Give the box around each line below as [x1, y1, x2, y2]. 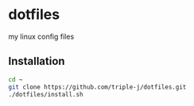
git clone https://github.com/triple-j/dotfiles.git [8, 83, 187, 91]
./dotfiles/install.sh [8, 90, 83, 98]
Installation [8, 55, 65, 68]
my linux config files [8, 32, 75, 41]
